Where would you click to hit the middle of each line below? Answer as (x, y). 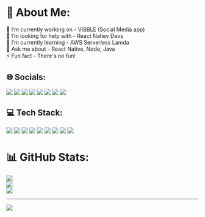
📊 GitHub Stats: (48, 157)
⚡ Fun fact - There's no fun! (41, 56)
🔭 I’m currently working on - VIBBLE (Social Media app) (76, 29)
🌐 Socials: (26, 77)
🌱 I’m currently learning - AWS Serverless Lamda (68, 42)
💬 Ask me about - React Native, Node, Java (61, 49)
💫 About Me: (38, 13)
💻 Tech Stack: (34, 113)
